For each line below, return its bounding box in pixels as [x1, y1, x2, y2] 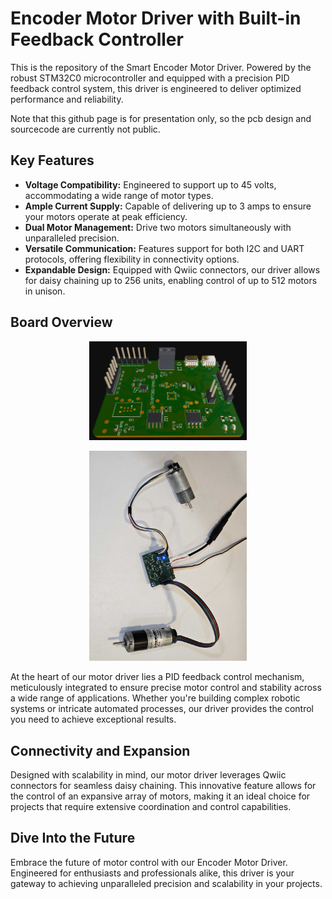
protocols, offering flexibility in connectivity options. [24, 253, 240, 265]
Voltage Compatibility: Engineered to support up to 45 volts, [24, 178, 277, 191]
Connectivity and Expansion [10, 742, 191, 759]
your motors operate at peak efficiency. [24, 210, 188, 222]
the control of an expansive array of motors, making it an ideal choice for [10, 790, 311, 802]
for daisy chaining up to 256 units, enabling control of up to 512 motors [24, 274, 318, 286]
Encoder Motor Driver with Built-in [10, 7, 302, 30]
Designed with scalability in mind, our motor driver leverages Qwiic [10, 769, 287, 781]
